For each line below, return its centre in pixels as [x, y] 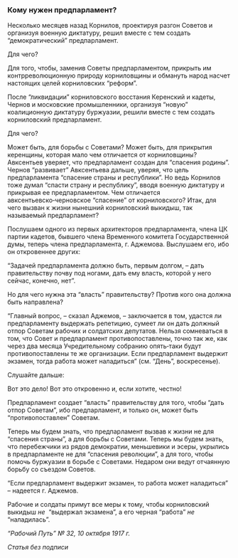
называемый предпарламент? [53, 216]
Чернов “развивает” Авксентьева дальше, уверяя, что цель [98, 170]
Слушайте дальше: [36, 375]
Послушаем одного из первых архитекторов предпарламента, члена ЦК [118, 229]
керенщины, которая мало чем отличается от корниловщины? [102, 155]
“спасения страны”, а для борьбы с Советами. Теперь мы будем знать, [115, 439]
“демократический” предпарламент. [63, 41]
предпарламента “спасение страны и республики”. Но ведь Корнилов [114, 178]
